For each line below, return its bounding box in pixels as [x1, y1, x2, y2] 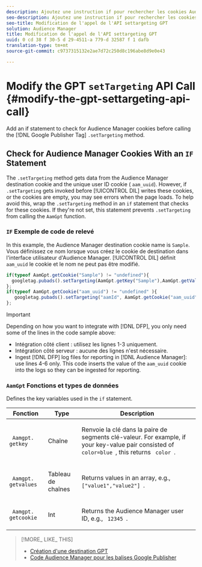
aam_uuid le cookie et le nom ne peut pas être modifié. [6, 260, 140, 268]
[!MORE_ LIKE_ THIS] [20, 536, 73, 543]
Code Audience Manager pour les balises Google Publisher [29, 554, 177, 561]
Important [6, 311, 31, 318]
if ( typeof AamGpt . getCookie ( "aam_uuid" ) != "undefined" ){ [6, 289, 158, 295]
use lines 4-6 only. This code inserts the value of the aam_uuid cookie [14, 360, 187, 368]
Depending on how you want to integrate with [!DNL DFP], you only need [6, 323, 187, 330]
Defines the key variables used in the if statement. [6, 395, 133, 403]
